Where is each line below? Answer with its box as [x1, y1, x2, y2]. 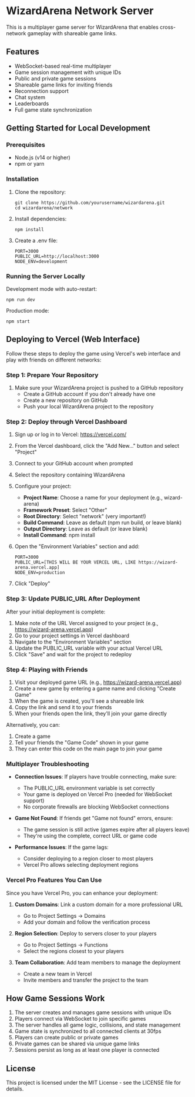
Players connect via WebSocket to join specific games [14, 1015, 146, 1022]
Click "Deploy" [14, 580, 51, 587]
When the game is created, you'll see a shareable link [14, 697, 144, 705]
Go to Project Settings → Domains [23, 912, 106, 919]
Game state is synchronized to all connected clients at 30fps [14, 1028, 162, 1035]
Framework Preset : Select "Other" [23, 506, 107, 514]
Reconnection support [14, 87, 69, 95]
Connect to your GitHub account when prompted [14, 460, 133, 467]
